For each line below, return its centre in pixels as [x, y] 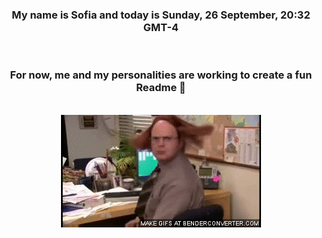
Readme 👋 [161, 88]
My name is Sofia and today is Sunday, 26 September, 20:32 [161, 15]
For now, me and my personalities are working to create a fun [161, 75]
